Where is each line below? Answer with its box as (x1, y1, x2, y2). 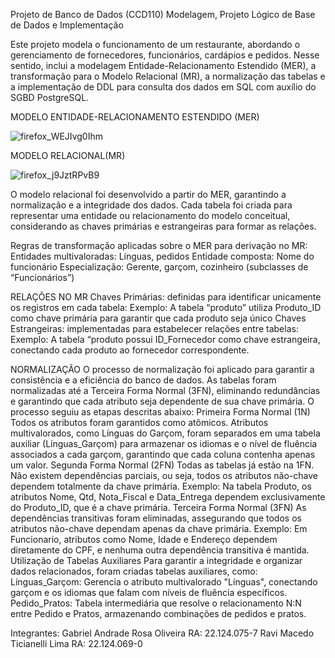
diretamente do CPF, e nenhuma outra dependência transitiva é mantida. (10, 544, 310, 556)
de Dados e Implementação (10, 19, 124, 31)
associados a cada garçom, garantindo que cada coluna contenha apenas (10, 449, 316, 460)
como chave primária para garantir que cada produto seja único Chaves (10, 312, 307, 324)
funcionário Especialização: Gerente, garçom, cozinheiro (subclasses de (10, 261, 309, 273)
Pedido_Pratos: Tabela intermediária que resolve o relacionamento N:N (10, 597, 302, 609)
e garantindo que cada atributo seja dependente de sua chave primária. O (10, 395, 315, 407)
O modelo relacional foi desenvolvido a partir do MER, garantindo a (10, 189, 287, 200)
